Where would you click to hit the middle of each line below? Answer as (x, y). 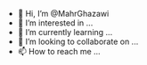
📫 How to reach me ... (59, 51)
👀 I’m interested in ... (55, 23)
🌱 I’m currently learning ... (65, 32)
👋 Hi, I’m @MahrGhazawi (63, 14)
